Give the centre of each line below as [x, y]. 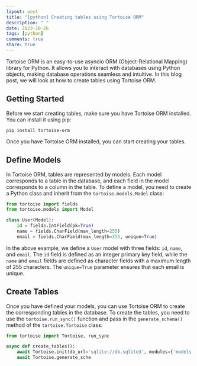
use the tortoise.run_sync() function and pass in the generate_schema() [95, 319]
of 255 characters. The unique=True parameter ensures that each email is [95, 267]
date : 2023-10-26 [28, 28]
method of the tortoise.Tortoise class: [54, 325]
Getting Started [35, 99]
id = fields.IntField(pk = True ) [55, 226]
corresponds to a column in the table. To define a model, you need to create [99, 187]
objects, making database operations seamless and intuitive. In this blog [94, 74]
